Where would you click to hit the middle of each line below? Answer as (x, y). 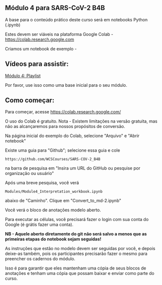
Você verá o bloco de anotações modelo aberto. (53, 210)
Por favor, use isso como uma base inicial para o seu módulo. (66, 85)
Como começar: (30, 101)
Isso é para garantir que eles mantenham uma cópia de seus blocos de (76, 268)
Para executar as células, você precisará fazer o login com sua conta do (77, 220)
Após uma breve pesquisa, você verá (42, 183)
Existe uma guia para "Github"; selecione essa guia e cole (63, 150)
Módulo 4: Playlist (23, 76)
